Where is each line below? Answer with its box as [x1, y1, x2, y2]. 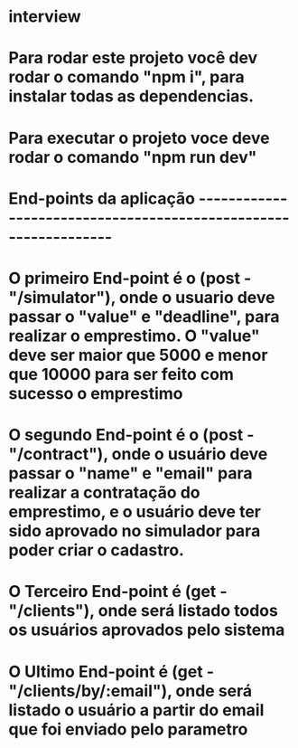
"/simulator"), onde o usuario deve [8, 287, 275, 308]
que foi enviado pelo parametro [8, 719, 248, 739]
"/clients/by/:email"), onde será [8, 680, 253, 701]
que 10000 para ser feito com [8, 364, 234, 384]
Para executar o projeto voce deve [8, 128, 270, 148]
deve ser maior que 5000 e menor [8, 345, 268, 365]
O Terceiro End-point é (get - [8, 582, 228, 602]
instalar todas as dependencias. [8, 86, 255, 107]
